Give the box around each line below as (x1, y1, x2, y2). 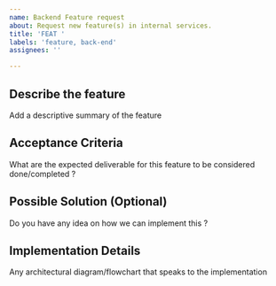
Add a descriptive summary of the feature (9, 110, 162, 120)
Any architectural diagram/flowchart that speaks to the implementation (9, 267, 268, 277)
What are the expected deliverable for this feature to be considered (9, 158, 256, 169)
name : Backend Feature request (9, 12, 125, 22)
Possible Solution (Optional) (9, 194, 168, 209)
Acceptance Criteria (9, 135, 123, 151)
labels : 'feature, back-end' (9, 37, 117, 47)
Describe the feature (9, 86, 126, 102)
